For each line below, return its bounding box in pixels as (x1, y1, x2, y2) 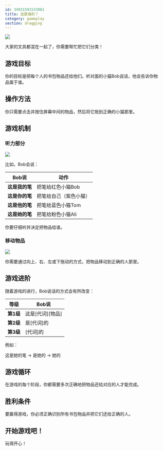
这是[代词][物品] (25, 310, 62, 317)
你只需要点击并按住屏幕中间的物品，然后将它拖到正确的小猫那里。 (5, 108, 137, 114)
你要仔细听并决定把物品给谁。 (5, 224, 65, 230)
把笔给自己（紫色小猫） (36, 193, 91, 199)
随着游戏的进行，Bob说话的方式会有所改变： (5, 288, 94, 294)
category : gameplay (5, 16, 45, 21)
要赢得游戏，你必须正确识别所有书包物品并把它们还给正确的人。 (5, 411, 133, 417)
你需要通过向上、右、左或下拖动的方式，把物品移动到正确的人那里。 (5, 258, 142, 264)
